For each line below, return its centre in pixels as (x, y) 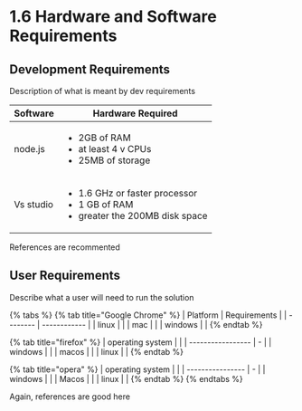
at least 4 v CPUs (115, 149)
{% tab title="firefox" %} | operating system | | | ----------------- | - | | (141, 342)
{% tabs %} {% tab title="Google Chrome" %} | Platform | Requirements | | (148, 315)
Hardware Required (135, 113)
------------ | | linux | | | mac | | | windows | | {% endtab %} (152, 324)
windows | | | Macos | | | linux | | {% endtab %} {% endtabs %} (127, 378)
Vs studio (34, 204)
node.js (29, 149)
